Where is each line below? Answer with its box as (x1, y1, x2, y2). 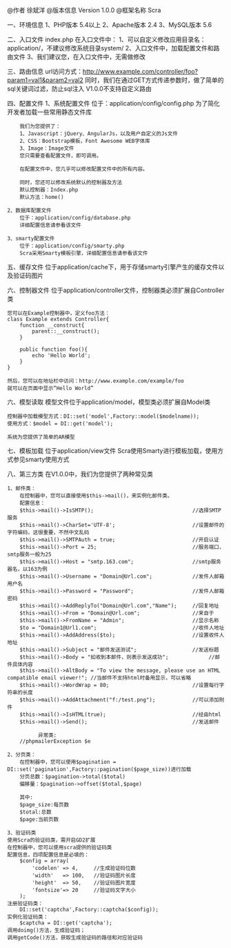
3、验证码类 (7, 829, 37, 836)
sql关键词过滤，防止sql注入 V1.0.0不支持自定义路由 (7, 85, 152, 93)
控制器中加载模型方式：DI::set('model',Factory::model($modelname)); (7, 413, 200, 420)
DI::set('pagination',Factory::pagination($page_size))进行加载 (7, 766, 192, 773)
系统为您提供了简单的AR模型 (7, 434, 76, 441)
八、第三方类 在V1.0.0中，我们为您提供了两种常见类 (7, 470, 153, 478)
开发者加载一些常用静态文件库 (7, 108, 92, 116)
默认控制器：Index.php (19, 186, 79, 193)
